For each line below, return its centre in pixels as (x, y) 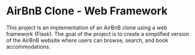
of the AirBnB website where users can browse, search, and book (87, 40)
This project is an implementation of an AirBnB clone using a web (87, 27)
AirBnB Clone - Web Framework (87, 11)
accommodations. (28, 47)
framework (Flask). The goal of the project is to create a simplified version (98, 33)
